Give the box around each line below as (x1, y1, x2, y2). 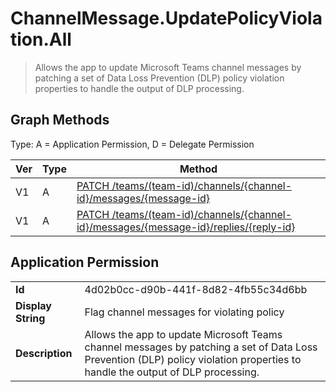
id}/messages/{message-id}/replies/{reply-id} (76, 220, 296, 234)
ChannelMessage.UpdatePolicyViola (10, 7, 323, 30)
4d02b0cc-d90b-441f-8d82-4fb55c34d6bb (84, 282, 308, 296)
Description (15, 346, 73, 360)
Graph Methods (10, 112, 110, 129)
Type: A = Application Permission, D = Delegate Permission (10, 138, 255, 150)
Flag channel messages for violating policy (84, 305, 285, 319)
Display (15, 298, 52, 312)
